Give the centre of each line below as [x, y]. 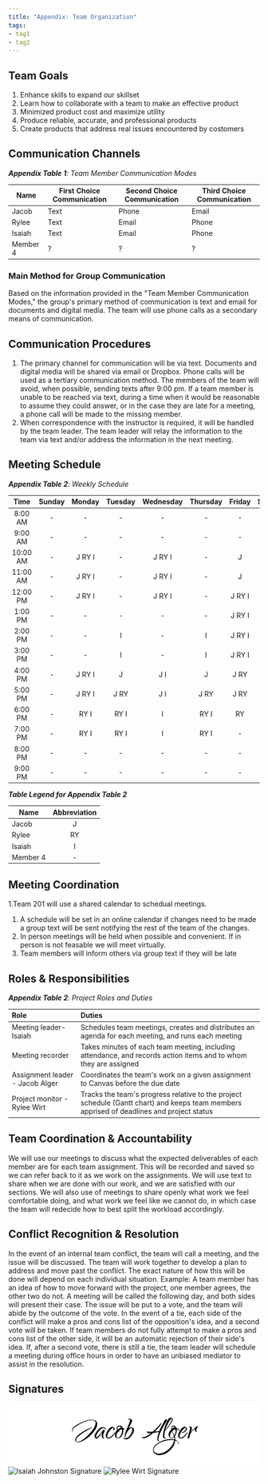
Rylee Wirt [29, 1107]
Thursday [206, 502]
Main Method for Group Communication [87, 276]
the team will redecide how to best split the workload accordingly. [116, 1209]
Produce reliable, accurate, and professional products [108, 121]
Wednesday [163, 502]
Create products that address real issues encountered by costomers [132, 129]
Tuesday [121, 502]
